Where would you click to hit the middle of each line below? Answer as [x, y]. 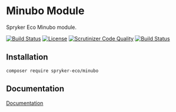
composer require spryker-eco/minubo [52, 71]
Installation [27, 57]
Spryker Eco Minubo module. [41, 27]
